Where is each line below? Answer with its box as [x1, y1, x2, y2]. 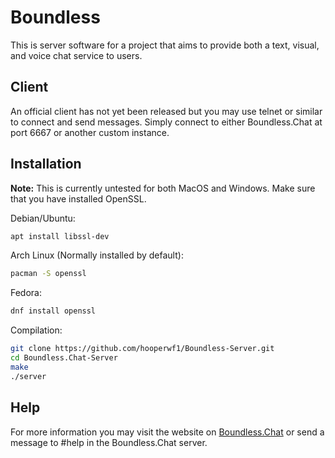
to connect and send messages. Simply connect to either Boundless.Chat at [10, 116, 323, 128]
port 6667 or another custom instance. [10, 126, 170, 138]
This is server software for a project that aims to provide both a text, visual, [10, 39, 320, 51]
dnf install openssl [10, 306, 97, 316]
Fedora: [10, 287, 43, 299]
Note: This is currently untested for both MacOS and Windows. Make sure [10, 182, 316, 194]
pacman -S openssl [10, 269, 87, 279]
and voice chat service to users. [10, 49, 143, 61]
